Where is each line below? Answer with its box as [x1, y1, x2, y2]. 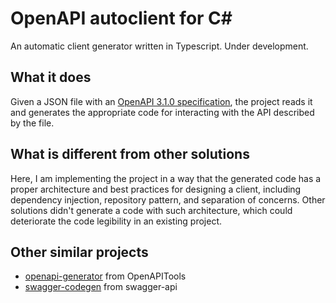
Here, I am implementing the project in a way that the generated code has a [10, 172, 322, 184]
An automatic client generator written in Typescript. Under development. [10, 40, 309, 52]
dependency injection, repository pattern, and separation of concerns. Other [10, 193, 326, 206]
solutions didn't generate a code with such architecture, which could [10, 204, 293, 216]
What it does [10, 69, 92, 86]
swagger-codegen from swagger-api [24, 281, 178, 293]
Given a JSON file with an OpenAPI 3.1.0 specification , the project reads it [10, 95, 313, 107]
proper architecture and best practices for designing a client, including [10, 183, 302, 195]
